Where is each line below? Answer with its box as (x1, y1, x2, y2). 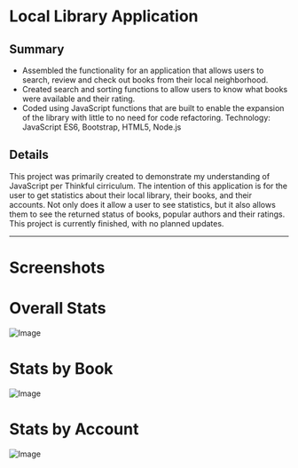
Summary (9, 42, 65, 57)
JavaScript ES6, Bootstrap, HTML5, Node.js (21, 122, 182, 132)
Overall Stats (9, 298, 106, 319)
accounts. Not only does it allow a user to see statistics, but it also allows (9, 199, 277, 210)
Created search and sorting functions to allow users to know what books (21, 84, 288, 94)
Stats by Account (9, 419, 139, 440)
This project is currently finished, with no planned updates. (9, 218, 224, 228)
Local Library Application (9, 6, 199, 27)
